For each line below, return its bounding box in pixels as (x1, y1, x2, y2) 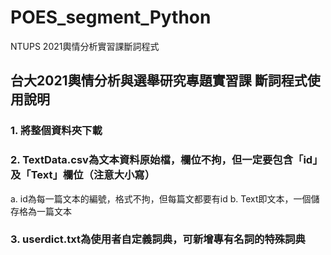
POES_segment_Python (10, 6, 212, 29)
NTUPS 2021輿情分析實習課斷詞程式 (10, 40, 160, 52)
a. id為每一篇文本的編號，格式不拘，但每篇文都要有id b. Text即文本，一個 (10, 192, 312, 205)
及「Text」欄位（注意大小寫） (10, 168, 156, 182)
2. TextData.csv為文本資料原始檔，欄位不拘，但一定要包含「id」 (10, 153, 323, 167)
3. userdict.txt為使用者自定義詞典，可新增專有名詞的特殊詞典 (10, 232, 306, 246)
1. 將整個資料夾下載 (10, 124, 103, 138)
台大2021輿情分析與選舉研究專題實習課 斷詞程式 (10, 72, 308, 90)
